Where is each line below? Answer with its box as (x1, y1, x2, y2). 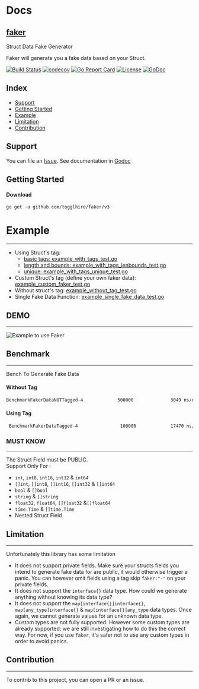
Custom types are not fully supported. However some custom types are (14, 619, 190, 626)
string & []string (14, 493, 59, 500)
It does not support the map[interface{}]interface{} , (14, 600, 146, 607)
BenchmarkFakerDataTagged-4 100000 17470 (8, 423, 184, 429)
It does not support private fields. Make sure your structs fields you (14, 562, 179, 569)
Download (6, 191, 32, 198)
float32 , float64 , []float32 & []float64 (14, 500, 111, 507)
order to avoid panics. (14, 638, 69, 645)
